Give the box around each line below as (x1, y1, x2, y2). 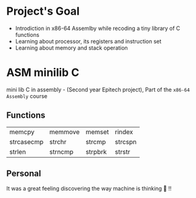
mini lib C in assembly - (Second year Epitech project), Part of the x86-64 (6, 86, 190, 93)
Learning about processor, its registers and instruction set (15, 37, 162, 45)
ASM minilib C (6, 66, 80, 80)
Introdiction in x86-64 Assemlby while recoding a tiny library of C (15, 25, 181, 32)
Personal (6, 169, 42, 179)
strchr (49, 137, 67, 146)
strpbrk (85, 147, 107, 156)
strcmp (85, 137, 106, 146)
